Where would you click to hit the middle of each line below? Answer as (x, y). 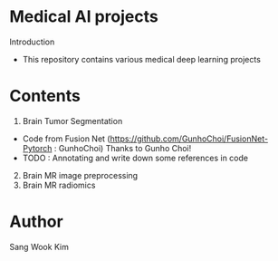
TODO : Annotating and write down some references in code (135, 158)
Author (36, 222)
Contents (45, 96)
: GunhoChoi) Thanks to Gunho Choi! (123, 148)
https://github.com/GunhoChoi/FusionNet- (189, 139)
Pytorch (37, 148)
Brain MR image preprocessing (80, 175)
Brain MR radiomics (59, 185)
